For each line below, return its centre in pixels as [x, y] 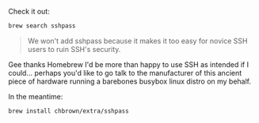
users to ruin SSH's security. [74, 49]
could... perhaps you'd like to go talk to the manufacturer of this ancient [125, 73]
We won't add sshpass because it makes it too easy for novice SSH [137, 41]
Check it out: [29, 11]
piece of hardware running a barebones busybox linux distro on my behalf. [130, 81]
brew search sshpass [42, 26]
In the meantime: [36, 96]
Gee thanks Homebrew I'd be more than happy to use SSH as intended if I [129, 64]
